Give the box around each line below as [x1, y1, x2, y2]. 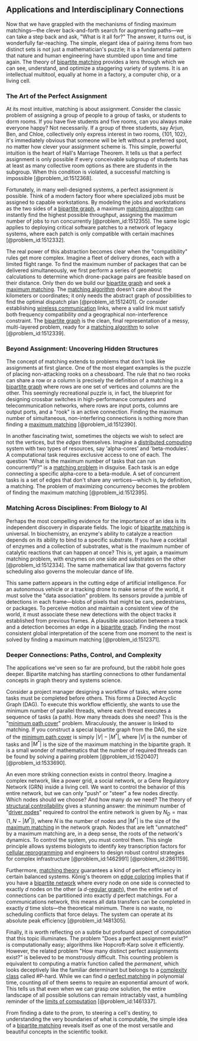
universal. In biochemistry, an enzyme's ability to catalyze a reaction [6, 530, 173, 537]
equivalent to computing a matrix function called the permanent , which [6, 960, 179, 967]
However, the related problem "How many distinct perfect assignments [6, 947, 179, 954]
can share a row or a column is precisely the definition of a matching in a [6, 377, 183, 384]
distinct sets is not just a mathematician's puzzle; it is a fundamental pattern [6, 46, 191, 53]
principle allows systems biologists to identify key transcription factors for [6, 843, 186, 850]
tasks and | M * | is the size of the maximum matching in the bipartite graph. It [6, 739, 191, 748]
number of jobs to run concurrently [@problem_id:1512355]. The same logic [6, 217, 190, 225]
